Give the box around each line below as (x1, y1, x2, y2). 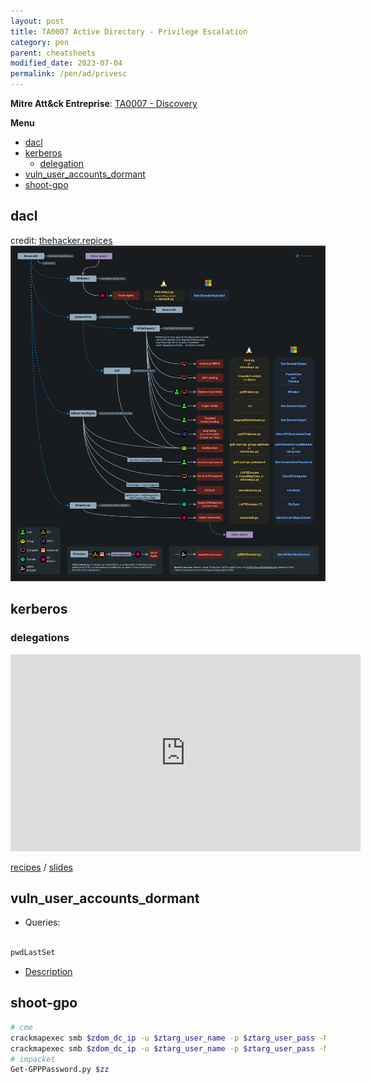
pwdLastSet (10, 948, 56, 958)
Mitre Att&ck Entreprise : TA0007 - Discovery (10, 98, 198, 109)
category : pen (10, 37, 70, 47)
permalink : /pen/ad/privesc (10, 69, 128, 79)
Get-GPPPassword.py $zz (10, 1065, 110, 1075)
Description (24, 966, 73, 978)
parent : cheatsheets (10, 48, 97, 58)
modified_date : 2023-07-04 (10, 58, 123, 69)
